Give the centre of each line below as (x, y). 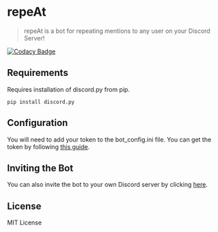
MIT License (25, 222)
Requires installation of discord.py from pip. (68, 89)
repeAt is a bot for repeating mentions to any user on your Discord (117, 31)
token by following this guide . (49, 146)
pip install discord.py (41, 102)
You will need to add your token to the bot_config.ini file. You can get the (109, 139)
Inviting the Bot (40, 168)
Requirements (38, 73)
